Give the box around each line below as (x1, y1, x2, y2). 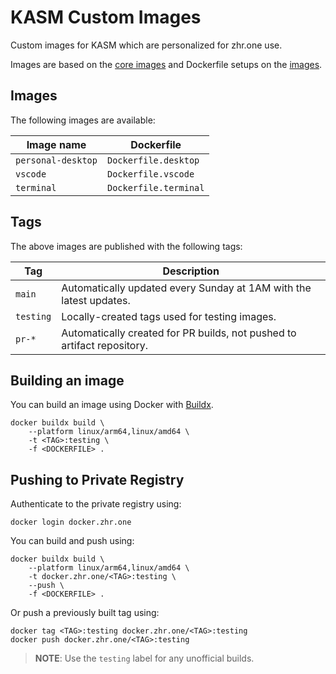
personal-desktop (15, 154, 98, 166)
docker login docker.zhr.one (10, 517, 132, 528)
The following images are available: (10, 114, 156, 126)
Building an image (10, 372, 125, 389)
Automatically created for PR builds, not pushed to (61, 326, 297, 340)
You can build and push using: (10, 535, 135, 547)
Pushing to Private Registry (10, 471, 185, 488)
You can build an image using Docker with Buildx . (10, 399, 214, 411)
